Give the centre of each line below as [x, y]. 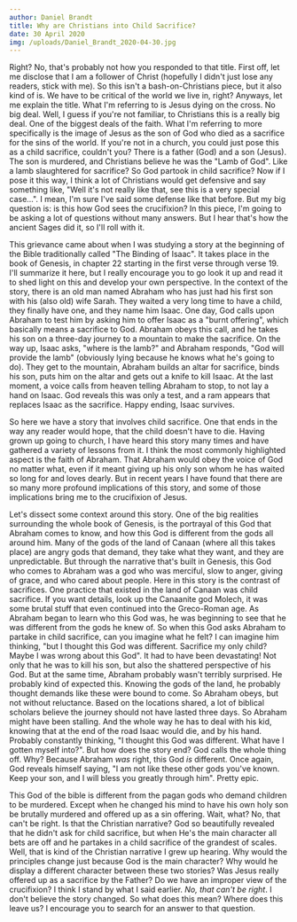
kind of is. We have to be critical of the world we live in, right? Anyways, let [146, 96]
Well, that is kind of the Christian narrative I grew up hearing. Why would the [148, 852]
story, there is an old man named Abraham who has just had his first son [141, 292]
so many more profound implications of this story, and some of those [135, 488]
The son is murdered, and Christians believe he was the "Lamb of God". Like [148, 161]
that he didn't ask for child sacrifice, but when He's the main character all [143, 833]
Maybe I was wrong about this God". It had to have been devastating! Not [143, 656]
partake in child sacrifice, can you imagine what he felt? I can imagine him [144, 637]
